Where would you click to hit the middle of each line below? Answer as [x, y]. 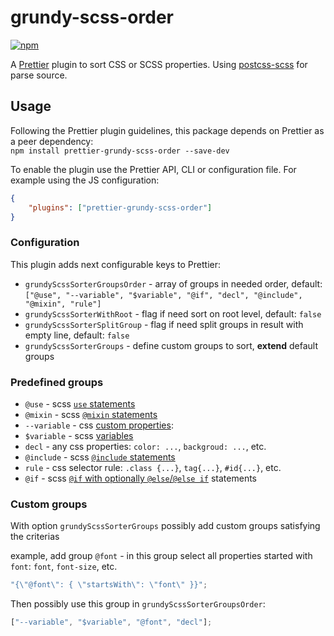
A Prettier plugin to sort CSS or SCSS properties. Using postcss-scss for [159, 64]
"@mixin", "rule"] [63, 304]
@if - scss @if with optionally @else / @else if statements [140, 478]
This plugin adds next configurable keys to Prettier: [116, 264]
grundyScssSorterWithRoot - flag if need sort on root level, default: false [173, 313]
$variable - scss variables [79, 435]
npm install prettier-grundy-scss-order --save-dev [120, 151]
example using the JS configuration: [85, 180]
